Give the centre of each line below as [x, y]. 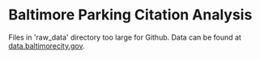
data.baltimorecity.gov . [47, 45]
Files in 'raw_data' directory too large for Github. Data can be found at [125, 37]
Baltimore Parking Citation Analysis [130, 15]
